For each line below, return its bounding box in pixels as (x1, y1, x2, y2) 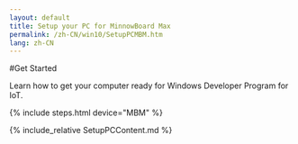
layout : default (9, 13, 70, 22)
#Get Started (9, 63, 58, 74)
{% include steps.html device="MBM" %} (9, 107, 164, 118)
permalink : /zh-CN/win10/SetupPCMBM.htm (9, 30, 164, 39)
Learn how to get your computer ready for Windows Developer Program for (9, 80, 289, 91)
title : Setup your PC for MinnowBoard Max (9, 22, 171, 31)
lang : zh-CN (9, 38, 54, 48)
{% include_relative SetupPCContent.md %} (9, 125, 173, 136)
